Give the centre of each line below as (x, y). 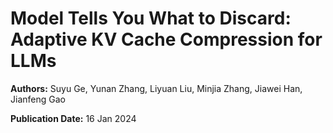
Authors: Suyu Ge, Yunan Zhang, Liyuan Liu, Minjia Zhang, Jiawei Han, (156, 88)
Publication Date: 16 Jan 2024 (73, 118)
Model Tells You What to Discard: (151, 18)
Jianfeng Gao (38, 99)
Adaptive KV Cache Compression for (166, 39)
